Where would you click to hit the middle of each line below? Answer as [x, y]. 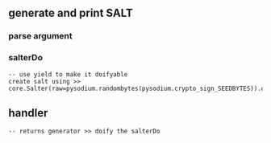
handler [28, 113]
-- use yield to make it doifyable [68, 74]
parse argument [40, 36]
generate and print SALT [71, 13]
